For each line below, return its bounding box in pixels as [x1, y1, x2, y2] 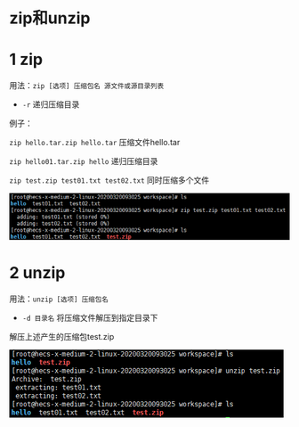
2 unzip [9, 263, 66, 283]
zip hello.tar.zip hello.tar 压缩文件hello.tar [9, 137, 181, 148]
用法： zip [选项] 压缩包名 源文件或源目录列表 [9, 80, 165, 91]
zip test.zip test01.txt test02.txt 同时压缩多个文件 [9, 175, 210, 185]
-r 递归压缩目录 [21, 99, 80, 110]
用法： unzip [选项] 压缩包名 [9, 293, 109, 304]
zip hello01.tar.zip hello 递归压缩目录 [9, 156, 158, 167]
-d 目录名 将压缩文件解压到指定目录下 [21, 313, 158, 324]
